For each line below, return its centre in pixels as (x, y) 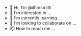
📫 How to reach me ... (32, 28)
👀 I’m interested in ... (30, 13)
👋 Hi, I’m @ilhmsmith (30, 8)
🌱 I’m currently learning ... (36, 18)
